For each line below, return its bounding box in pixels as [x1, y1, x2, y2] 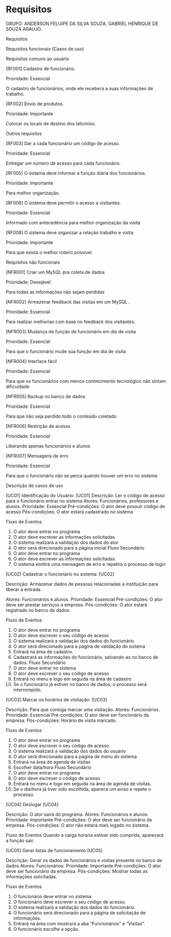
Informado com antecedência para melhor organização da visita [6, 219, 141, 225]
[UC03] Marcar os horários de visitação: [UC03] [6, 696, 107, 702]
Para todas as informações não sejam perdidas [6, 289, 105, 295]
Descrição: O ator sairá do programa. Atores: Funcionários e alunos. [6, 811, 149, 817]
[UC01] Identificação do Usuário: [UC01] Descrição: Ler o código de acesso [6, 492, 165, 498]
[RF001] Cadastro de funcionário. [6, 65, 76, 72]
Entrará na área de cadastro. [13, 648, 74, 655]
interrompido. [13, 687, 42, 693]
